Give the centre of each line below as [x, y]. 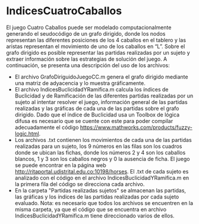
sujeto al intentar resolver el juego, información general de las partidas [101, 102]
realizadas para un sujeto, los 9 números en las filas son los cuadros [98, 146]
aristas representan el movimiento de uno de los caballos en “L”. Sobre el [96, 46]
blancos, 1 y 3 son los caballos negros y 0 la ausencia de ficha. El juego [102, 159]
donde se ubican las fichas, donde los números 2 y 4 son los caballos [100, 152]
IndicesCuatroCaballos [64, 11]
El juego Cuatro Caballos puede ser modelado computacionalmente [89, 27]
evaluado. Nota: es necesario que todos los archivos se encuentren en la [104, 203]
